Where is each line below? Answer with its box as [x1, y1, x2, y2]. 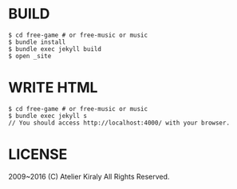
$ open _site [8, 52, 52, 60]
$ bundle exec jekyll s [8, 112, 88, 120]
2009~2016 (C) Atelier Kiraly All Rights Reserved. [8, 171, 170, 181]
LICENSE [8, 145, 68, 163]
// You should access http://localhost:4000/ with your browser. [8, 119, 230, 127]
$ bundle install [8, 37, 66, 46]
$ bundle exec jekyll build [8, 45, 102, 53]
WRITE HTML [8, 79, 98, 96]
